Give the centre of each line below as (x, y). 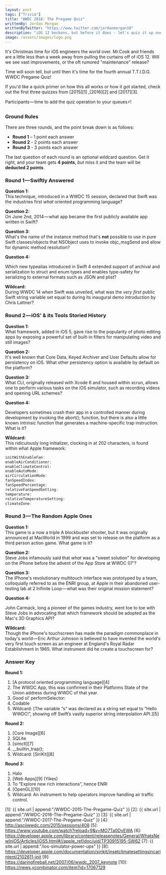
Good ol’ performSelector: (39, 698)
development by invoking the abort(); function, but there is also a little (76, 417)
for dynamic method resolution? (38, 247)
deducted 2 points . (25, 168)
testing (12, 588)
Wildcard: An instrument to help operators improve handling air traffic (83, 794)
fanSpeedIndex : (21, 480)
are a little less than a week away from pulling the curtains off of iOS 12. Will (82, 57)
